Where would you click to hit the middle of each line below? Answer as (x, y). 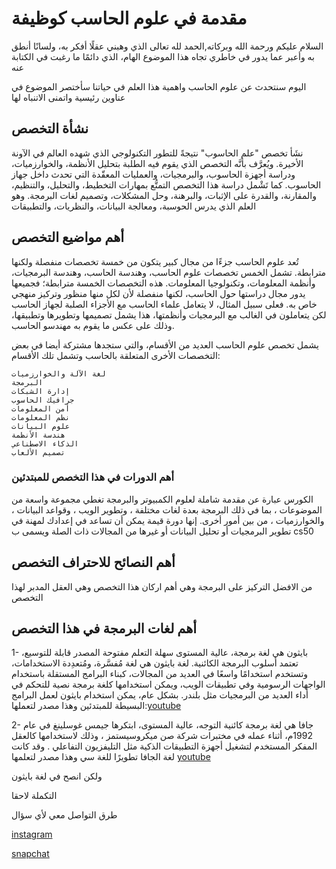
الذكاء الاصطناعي (45, 443)
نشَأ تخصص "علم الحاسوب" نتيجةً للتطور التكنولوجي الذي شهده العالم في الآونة (157, 153)
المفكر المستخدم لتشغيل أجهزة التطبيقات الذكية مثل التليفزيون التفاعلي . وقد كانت (164, 746)
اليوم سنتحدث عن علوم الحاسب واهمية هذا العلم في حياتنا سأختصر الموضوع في (159, 86)
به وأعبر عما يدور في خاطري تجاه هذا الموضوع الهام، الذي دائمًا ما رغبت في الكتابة (163, 56)
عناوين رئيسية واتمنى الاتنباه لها (68, 97)
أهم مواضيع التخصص (68, 237)
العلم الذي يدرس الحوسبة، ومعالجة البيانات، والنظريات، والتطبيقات (134, 206)
